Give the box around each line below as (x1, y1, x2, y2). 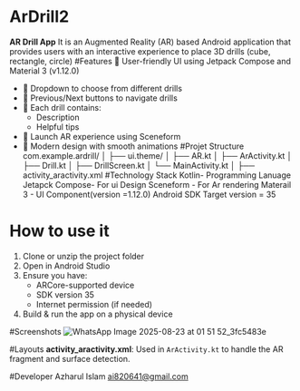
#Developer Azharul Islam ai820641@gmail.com (9, 370, 189, 382)
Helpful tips (35, 121, 80, 132)
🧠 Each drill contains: (22, 102, 102, 112)
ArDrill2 (9, 6, 70, 27)
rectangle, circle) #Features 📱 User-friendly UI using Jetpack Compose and (9, 55, 292, 66)
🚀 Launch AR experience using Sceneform (22, 131, 181, 142)
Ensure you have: (22, 269, 88, 280)
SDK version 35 (35, 288, 95, 300)
